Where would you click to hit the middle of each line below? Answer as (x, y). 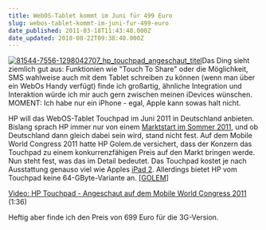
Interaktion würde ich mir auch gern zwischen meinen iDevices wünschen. (131, 95)
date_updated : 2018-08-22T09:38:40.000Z (76, 38)
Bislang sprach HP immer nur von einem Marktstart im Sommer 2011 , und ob (133, 127)
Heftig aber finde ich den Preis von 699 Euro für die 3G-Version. (113, 217)
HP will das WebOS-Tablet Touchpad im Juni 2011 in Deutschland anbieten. (131, 119)
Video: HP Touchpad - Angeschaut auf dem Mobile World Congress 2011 (127, 193)
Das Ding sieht (226, 61)
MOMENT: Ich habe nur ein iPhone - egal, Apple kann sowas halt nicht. (125, 103)
